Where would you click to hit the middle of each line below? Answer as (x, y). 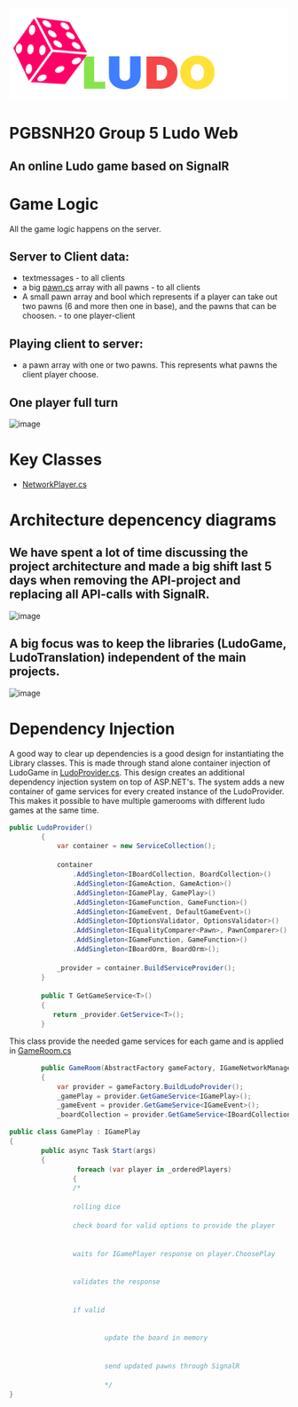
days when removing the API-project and (125, 580)
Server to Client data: (70, 256)
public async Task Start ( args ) (99, 1150)
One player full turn (64, 402)
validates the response (117, 1282)
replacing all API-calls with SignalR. (110, 595)
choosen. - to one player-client (78, 316)
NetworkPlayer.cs (54, 484)
